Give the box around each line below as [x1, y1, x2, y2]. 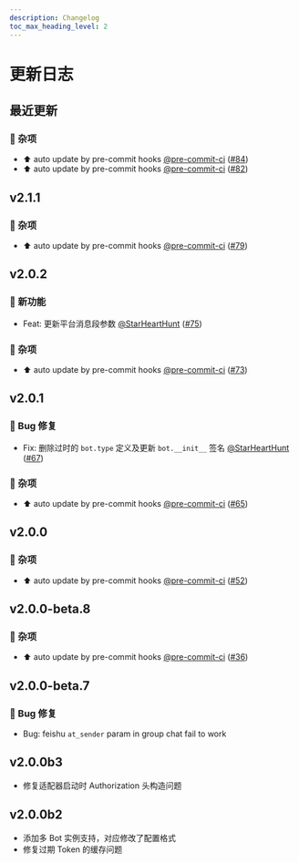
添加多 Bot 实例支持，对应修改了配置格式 [22, 832, 176, 843]
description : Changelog [9, 13, 100, 23]
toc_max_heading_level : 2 [9, 22, 108, 31]
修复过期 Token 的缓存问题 [22, 844, 123, 855]
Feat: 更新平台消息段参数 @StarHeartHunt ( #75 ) [22, 318, 202, 329]
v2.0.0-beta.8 [9, 601, 91, 617]
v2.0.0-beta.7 [9, 678, 90, 693]
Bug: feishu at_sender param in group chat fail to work [22, 728, 227, 739]
